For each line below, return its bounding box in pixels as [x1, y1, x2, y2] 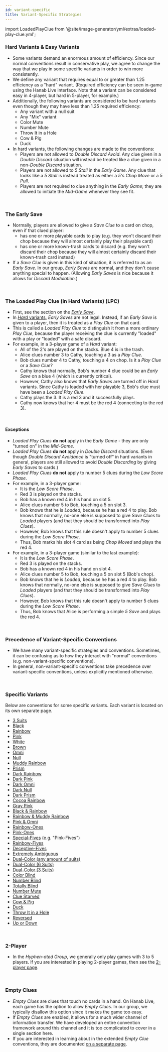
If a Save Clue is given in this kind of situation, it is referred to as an [12, 260, 152, 266]
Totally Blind [12, 883, 39, 889]
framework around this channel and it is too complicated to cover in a [12, 1025, 156, 1031]
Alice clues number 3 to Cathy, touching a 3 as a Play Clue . [20, 352, 142, 358]
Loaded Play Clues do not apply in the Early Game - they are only [12, 437, 149, 443]
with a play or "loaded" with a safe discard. [12, 336, 102, 342]
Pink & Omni [12, 819, 38, 825]
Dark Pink [12, 776, 33, 782]
